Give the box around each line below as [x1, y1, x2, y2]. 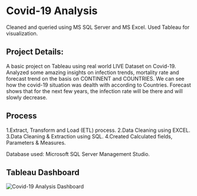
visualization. [6, 29, 38, 36]
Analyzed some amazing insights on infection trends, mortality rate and [6, 69, 179, 76]
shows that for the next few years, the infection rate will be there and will [6, 87, 183, 95]
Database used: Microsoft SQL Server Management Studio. [6, 150, 150, 157]
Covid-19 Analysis [6, 4, 98, 18]
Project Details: [6, 47, 64, 57]
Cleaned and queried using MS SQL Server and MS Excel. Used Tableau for [6, 24, 190, 31]
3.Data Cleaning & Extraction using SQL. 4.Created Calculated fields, [6, 132, 173, 139]
